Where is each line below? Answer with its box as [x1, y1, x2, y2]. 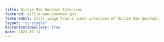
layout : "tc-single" [5, 20, 48, 26]
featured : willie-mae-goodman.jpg [5, 12, 76, 16]
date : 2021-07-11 [5, 29, 41, 34]
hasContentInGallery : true [5, 25, 61, 30]
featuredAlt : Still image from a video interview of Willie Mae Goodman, [5, 16, 160, 21]
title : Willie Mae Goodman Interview [5, 7, 83, 12]
